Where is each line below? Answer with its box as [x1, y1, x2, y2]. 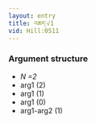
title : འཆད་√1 [8, 19, 54, 27]
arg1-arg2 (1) [19, 105, 63, 115]
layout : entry [8, 11, 56, 20]
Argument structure [8, 53, 89, 64]
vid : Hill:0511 [8, 27, 60, 35]
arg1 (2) [19, 80, 46, 89]
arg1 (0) [19, 97, 46, 107]
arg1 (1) [19, 88, 44, 98]
